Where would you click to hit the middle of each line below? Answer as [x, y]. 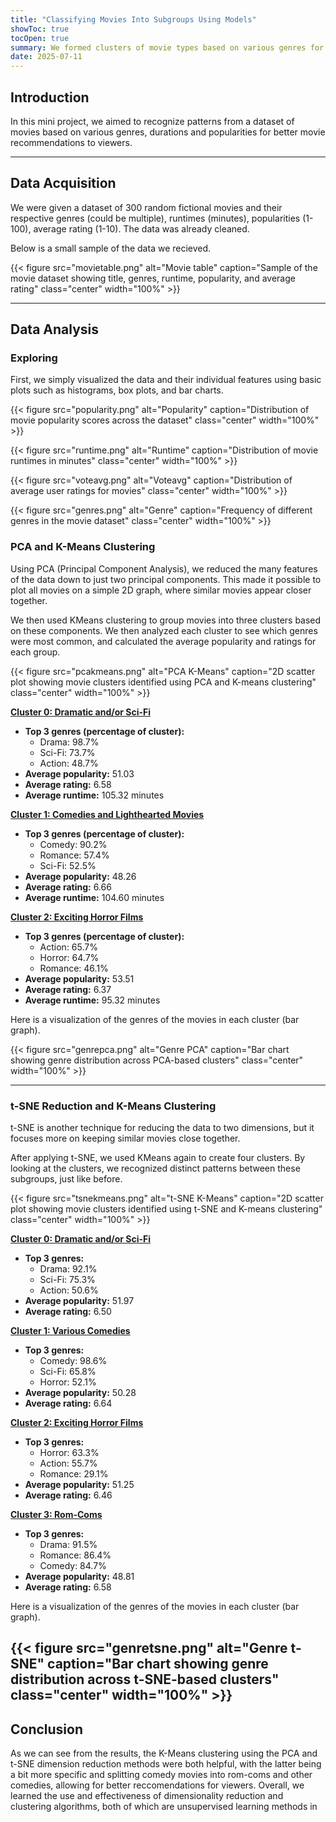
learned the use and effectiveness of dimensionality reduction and [147, 1796]
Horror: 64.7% [69, 957]
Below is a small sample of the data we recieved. [111, 248]
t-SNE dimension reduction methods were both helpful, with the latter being [166, 1764]
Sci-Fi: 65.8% [68, 1372]
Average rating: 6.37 [68, 989]
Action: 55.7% [68, 1463]
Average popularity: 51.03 [79, 773]
